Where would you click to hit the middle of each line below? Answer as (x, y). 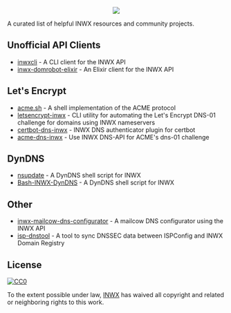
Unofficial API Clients (54, 45)
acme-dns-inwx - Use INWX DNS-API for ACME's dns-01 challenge (113, 137)
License (25, 265)
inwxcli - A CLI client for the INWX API (71, 61)
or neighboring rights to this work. (56, 302)
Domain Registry (41, 243)
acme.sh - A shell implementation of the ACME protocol (96, 108)
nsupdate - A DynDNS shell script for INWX (79, 176)
